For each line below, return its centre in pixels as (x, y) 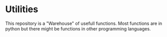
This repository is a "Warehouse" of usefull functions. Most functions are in (84, 23)
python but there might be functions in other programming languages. (78, 28)
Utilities (22, 9)
